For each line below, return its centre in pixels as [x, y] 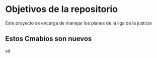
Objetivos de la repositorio [62, 9]
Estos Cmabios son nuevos [49, 39]
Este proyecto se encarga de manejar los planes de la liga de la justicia [78, 23]
